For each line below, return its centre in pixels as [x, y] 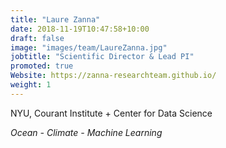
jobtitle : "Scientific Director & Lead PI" [102, 57]
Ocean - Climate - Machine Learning [86, 132]
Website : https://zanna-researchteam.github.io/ [113, 76]
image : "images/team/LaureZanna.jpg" [89, 47]
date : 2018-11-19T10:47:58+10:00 [80, 29]
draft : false [37, 38]
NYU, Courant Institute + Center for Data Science [111, 113]
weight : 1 [31, 85]
